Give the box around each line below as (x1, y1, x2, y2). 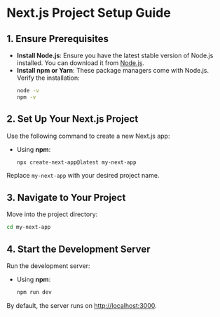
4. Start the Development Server (6, 243, 151, 255)
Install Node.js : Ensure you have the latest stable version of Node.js (16, 51, 214, 59)
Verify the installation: (16, 73, 80, 82)
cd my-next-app (6, 224, 51, 231)
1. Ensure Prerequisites (6, 33, 109, 45)
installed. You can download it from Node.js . (16, 59, 145, 67)
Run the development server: (6, 261, 90, 270)
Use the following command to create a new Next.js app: (6, 132, 170, 140)
